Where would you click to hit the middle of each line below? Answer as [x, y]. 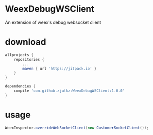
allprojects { [19, 55]
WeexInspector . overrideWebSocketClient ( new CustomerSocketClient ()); [77, 128]
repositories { [29, 59]
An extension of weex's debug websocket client [53, 22]
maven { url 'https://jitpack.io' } [59, 68]
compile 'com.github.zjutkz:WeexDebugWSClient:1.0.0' [69, 91]
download [25, 42]
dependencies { [20, 86]
